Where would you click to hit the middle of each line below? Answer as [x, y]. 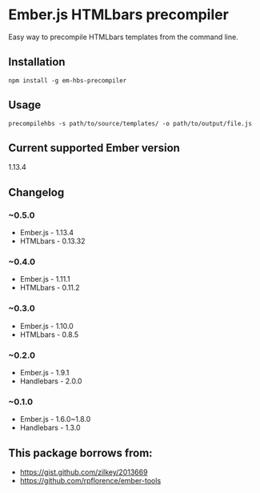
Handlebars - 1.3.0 [50, 428]
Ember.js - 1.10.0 [46, 326]
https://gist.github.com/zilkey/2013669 [84, 472]
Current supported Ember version [94, 148]
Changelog [36, 192]
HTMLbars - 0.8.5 [49, 335]
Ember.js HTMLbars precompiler [119, 15]
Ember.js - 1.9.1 [44, 372]
